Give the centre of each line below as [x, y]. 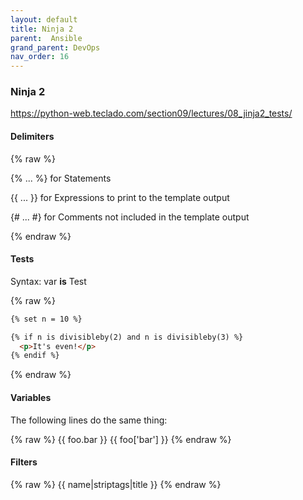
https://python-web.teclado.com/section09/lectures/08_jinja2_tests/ [151, 113]
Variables [31, 397]
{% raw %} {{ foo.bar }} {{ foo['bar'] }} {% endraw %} [121, 439]
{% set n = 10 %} [46, 319]
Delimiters [32, 137]
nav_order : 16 [40, 57]
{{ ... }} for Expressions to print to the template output [120, 197]
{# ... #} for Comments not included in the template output [130, 217]
